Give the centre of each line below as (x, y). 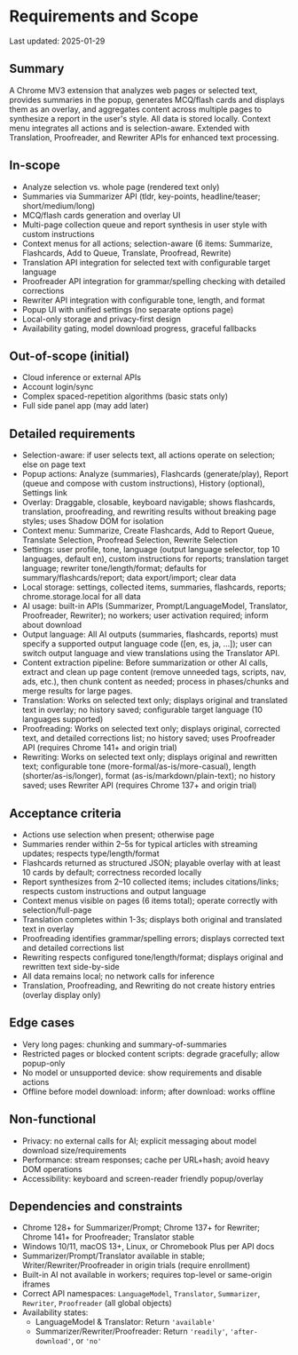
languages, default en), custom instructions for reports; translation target (155, 559)
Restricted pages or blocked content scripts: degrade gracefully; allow (151, 1053)
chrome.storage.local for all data (82, 597)
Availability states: (55, 1312)
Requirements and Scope (104, 16)
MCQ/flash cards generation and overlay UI (101, 215)
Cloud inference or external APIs (82, 377)
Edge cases (42, 1023)
